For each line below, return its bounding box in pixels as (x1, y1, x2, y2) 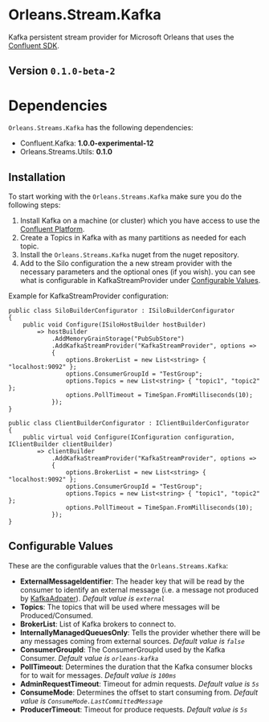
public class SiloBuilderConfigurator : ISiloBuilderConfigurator (8, 307, 235, 315)
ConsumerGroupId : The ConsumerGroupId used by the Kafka (19, 645, 226, 654)
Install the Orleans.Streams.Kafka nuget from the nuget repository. (19, 250, 239, 260)
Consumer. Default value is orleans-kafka (19, 653, 159, 663)
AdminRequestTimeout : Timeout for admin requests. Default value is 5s (19, 679, 259, 688)
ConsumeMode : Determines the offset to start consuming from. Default (19, 687, 259, 697)
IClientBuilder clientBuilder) (8, 441, 113, 449)
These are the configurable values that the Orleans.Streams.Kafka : (8, 560, 229, 570)
